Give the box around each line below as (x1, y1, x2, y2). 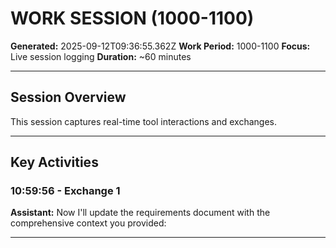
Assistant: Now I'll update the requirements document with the (10, 207, 271, 219)
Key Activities (10, 154, 99, 171)
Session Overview (10, 89, 127, 106)
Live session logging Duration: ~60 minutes (10, 50, 192, 62)
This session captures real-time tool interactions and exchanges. (10, 115, 277, 127)
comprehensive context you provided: (10, 217, 167, 229)
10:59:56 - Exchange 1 (10, 184, 121, 198)
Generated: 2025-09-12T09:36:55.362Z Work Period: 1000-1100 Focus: (10, 40, 311, 52)
